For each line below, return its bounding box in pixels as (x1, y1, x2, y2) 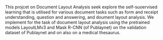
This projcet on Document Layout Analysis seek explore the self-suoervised (5, 4, 158, 10)
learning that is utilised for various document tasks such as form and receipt (5, 9, 159, 15)
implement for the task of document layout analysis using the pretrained (5, 19, 150, 25)
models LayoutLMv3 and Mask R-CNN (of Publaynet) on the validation (5, 25, 146, 30)
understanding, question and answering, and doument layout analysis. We (5, 14, 154, 20)
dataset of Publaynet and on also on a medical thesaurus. (5, 30, 121, 35)
